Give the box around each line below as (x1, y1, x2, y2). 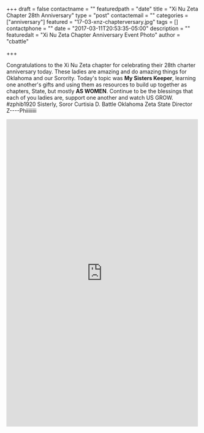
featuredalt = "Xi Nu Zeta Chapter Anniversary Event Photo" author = (6, 31, 181, 39)
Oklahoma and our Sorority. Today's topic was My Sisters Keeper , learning (6, 75, 196, 81)
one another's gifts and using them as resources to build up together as (6, 81, 187, 88)
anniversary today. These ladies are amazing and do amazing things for (6, 68, 187, 75)
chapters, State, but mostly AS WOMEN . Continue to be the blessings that (6, 88, 193, 94)
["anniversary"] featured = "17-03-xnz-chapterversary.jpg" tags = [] (6, 18, 179, 25)
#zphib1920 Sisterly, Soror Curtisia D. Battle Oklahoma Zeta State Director (6, 100, 193, 108)
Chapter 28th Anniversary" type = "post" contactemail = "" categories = (6, 12, 189, 19)
